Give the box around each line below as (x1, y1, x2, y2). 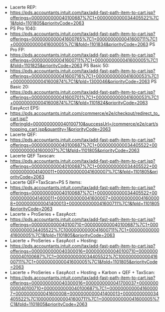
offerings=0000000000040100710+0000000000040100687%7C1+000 (9, 222, 159, 228)
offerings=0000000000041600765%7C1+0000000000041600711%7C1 (9, 36, 158, 42)
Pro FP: (9, 47, 25, 52)
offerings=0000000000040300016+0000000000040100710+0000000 (9, 248, 158, 254)
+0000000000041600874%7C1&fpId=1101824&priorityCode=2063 (9, 100, 148, 105)
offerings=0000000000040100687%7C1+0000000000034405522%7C (9, 15, 159, 20)
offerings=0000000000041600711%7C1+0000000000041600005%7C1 (9, 57, 158, 63)
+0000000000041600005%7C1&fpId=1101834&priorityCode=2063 (9, 41, 149, 47)
